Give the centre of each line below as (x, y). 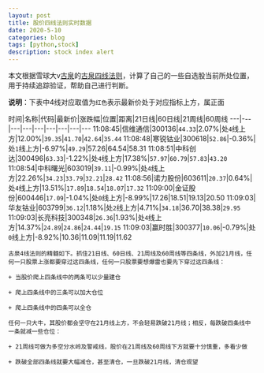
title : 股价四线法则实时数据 (50, 23)
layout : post (30, 15)
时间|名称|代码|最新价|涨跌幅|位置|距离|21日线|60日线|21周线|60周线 (118, 119)
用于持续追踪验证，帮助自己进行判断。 (70, 85)
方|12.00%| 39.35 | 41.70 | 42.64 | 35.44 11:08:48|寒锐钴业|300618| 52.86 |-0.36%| (132, 138)
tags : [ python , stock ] (44, 45)
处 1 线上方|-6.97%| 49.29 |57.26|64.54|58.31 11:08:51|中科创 (102, 148)
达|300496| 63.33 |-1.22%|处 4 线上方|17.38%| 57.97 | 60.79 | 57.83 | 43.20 (118, 158)
